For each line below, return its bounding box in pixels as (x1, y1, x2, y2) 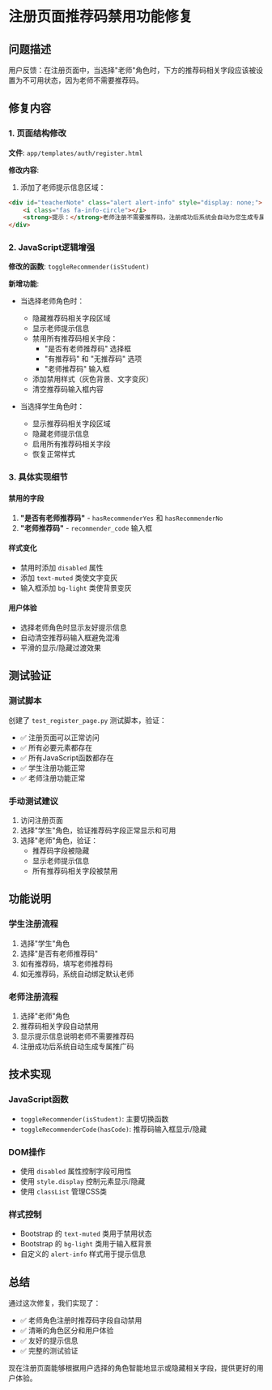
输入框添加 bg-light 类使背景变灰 (19, 583, 132, 592)
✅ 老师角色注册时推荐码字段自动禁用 (19, 1315, 142, 1325)
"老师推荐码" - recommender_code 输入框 (19, 523, 153, 532)
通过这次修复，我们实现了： (8, 1298, 101, 1308)
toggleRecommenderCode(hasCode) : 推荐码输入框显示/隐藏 (19, 1124, 207, 1134)
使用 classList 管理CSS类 (19, 1186, 108, 1196)
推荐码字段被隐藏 (32, 846, 90, 855)
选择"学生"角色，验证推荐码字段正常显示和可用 (19, 825, 176, 835)
